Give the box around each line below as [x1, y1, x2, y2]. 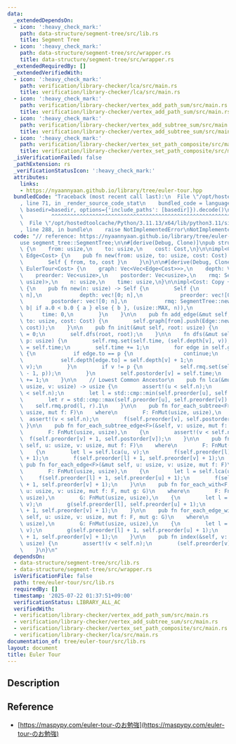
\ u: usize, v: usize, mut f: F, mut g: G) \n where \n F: [20, 487, 221, 494]
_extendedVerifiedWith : [13, 69, 83, 76]
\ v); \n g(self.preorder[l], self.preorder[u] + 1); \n [20, 501, 206, 508]
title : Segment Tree [20, 37, 80, 44]
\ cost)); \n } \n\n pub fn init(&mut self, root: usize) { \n [20, 324, 218, 331]
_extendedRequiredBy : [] [13, 63, 86, 70]
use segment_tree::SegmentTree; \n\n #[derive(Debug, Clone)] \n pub [20, 239, 216, 246]
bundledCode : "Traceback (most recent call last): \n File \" [13, 193, 199, 200]
